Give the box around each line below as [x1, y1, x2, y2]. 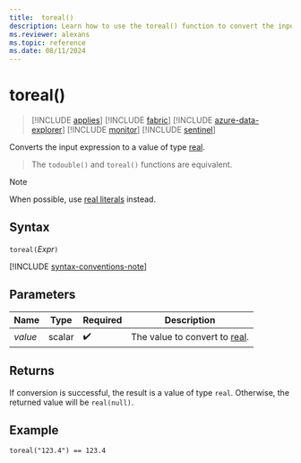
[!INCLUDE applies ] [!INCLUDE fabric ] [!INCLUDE [30, 115, 213, 126]
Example [9, 423, 59, 438]
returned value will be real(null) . [9, 397, 134, 407]
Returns [9, 363, 56, 379]
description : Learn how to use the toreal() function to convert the [9, 22, 275, 31]
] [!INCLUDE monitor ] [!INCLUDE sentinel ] [62, 125, 217, 135]
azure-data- [214, 115, 260, 126]
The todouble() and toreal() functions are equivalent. [30, 159, 233, 170]
